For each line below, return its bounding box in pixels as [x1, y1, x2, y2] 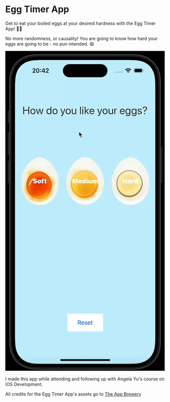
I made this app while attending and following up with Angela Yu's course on [5, 376, 165, 382]
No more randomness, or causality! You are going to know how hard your [5, 35, 158, 41]
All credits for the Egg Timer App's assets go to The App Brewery [5, 391, 142, 397]
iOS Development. [5, 381, 43, 387]
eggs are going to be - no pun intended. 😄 [5, 40, 95, 47]
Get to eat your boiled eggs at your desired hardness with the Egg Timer [5, 20, 156, 26]
